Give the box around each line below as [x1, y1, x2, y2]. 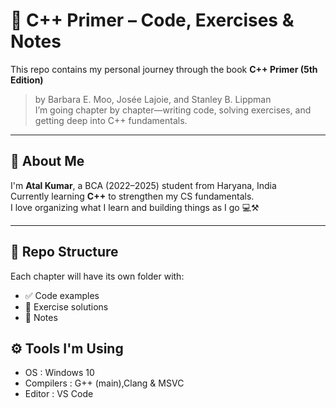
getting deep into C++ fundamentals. [34, 114, 188, 126]
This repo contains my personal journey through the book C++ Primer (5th [10, 63, 318, 75]
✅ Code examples [24, 289, 100, 301]
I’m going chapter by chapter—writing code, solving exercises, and [34, 104, 312, 116]
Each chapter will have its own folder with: [10, 270, 185, 282]
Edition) [10, 74, 44, 86]
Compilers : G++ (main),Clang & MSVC [24, 377, 185, 389]
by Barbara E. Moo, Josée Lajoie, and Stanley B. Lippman [34, 93, 272, 105]
